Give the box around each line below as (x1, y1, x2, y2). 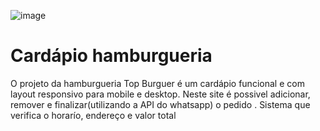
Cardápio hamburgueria (10, 45, 213, 67)
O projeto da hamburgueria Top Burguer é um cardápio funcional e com (10, 77, 305, 89)
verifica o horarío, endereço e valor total (10, 109, 177, 121)
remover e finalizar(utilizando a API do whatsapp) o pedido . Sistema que (10, 98, 311, 110)
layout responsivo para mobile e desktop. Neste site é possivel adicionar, (10, 88, 311, 100)
